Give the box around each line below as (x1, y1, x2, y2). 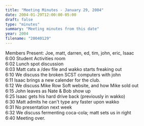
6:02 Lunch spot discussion (5, 61, 64, 67)
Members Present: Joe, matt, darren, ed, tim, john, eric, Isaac (5, 49, 134, 56)
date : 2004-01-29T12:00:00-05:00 (5, 12, 77, 17)
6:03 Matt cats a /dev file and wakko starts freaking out (5, 66, 122, 72)
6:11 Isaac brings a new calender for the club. (5, 77, 101, 83)
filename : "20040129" (5, 36, 52, 41)
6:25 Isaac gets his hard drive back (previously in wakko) (5, 93, 126, 99)
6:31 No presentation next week (5, 104, 73, 110)
